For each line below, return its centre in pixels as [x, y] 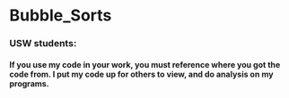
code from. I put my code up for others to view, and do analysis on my [141, 74]
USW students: [43, 44]
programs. [29, 83]
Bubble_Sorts [61, 16]
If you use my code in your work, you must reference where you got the [145, 64]
